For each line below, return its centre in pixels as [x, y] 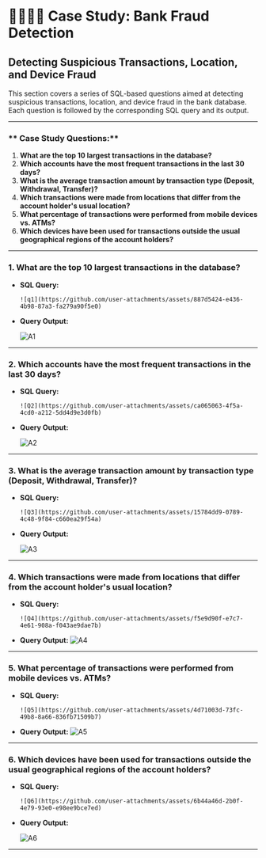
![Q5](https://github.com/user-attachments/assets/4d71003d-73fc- [131, 710]
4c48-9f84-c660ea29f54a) [61, 519]
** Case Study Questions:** [64, 138]
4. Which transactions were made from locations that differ [124, 577]
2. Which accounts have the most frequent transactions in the [130, 364]
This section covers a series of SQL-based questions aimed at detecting [126, 93]
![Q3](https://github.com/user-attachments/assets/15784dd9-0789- [131, 513]
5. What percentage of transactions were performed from [121, 668]
